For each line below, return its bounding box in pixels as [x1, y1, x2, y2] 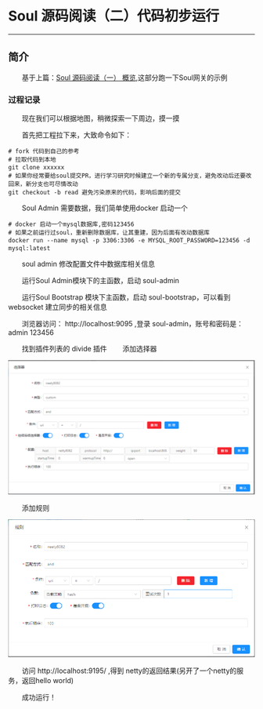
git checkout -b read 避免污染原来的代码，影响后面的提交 [8, 189, 182, 197]
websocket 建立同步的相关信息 [8, 303, 107, 312]
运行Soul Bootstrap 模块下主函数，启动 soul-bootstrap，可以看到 [22, 293, 231, 302]
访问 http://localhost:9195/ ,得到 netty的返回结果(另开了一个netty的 [22, 666, 237, 675]
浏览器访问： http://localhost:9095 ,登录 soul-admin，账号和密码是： [22, 319, 244, 329]
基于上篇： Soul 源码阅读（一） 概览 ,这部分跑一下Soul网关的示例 [22, 72, 229, 82]
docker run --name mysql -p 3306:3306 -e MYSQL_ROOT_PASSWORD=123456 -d [8, 237, 250, 245]
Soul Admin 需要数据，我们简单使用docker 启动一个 [22, 203, 188, 213]
